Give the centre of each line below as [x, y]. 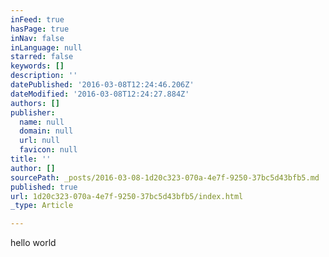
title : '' [31, 159]
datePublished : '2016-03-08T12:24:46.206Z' [102, 85]
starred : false [42, 57]
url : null [39, 141]
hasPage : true [40, 29]
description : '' [44, 76]
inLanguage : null [46, 47]
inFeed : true [37, 19]
